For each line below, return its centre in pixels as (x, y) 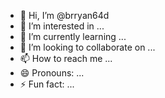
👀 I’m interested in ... (62, 26)
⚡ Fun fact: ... (47, 84)
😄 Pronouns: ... (52, 73)
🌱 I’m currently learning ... (73, 36)
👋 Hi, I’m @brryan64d (64, 15)
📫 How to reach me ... (66, 58)
